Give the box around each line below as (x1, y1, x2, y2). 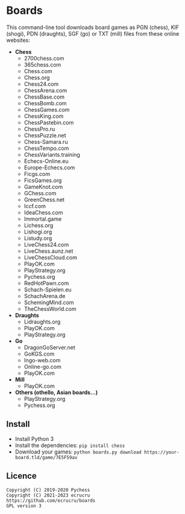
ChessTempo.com (24, 145, 69, 152)
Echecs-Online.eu (24, 157, 69, 164)
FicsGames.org (24, 177, 62, 184)
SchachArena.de (24, 292, 66, 299)
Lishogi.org (24, 228, 52, 235)
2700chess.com (24, 54, 64, 62)
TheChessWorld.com (24, 305, 77, 312)
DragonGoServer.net (24, 343, 75, 351)
